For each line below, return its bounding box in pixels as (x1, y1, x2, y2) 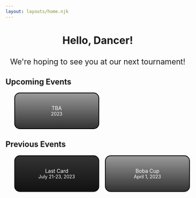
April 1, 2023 (133, 173, 161, 180)
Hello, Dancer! (62, 33, 133, 47)
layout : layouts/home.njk (5, 8, 68, 15)
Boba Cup (135, 167, 160, 174)
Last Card (45, 167, 68, 174)
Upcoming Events (5, 77, 71, 86)
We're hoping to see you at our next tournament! (10, 57, 185, 67)
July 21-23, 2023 (38, 173, 75, 180)
